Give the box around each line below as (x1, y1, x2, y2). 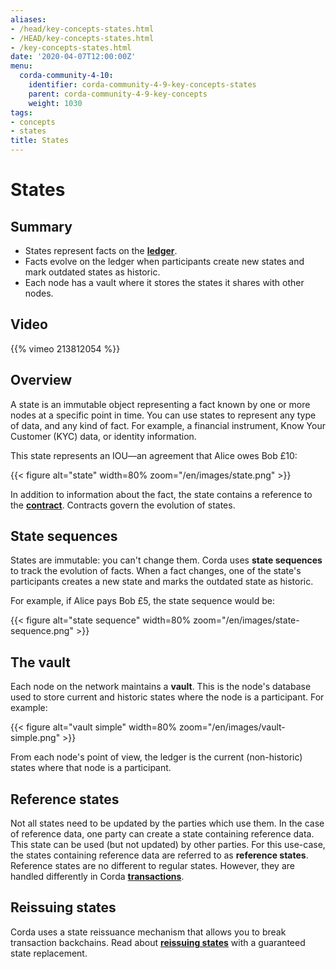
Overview (10, 372, 73, 389)
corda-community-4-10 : (19, 71, 114, 81)
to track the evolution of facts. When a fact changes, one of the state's (10, 565, 302, 577)
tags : (10, 107, 33, 118)
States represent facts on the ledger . (24, 245, 178, 256)
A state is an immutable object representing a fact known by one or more (10, 398, 311, 410)
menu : (10, 61, 33, 71)
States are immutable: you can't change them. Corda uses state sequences (10, 554, 323, 566)
